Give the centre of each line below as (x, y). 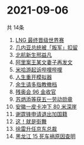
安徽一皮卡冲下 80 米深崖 (46, 107)
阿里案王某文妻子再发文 (44, 62)
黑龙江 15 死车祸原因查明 (45, 136)
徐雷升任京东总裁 (36, 128)
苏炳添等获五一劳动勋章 (44, 99)
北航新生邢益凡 (33, 54)
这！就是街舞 (31, 121)
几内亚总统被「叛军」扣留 (46, 47)
